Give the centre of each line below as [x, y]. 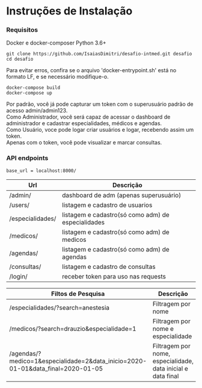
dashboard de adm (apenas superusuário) [122, 195]
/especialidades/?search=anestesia [60, 307]
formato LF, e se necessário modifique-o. [58, 77]
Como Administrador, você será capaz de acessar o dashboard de [88, 117]
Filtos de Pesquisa [78, 294]
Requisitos [22, 30]
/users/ [20, 205]
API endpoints [27, 158]
